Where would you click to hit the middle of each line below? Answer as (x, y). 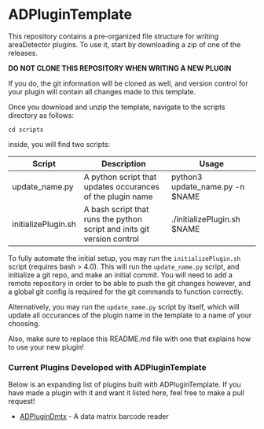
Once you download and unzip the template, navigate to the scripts (117, 107)
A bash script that (116, 209)
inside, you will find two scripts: (59, 144)
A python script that (120, 177)
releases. (23, 53)
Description (124, 163)
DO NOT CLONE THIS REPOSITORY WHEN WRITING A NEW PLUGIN (120, 68)
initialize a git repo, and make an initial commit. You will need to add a (121, 275)
